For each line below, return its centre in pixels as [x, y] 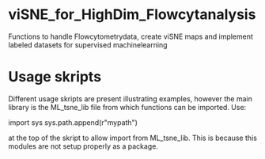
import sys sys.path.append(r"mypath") [73, 122]
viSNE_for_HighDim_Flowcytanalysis [132, 15]
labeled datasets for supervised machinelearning [88, 44]
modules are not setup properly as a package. [83, 146]
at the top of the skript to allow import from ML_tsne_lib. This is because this [132, 138]
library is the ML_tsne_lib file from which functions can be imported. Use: [127, 107]
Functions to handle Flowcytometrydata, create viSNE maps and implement [131, 36]
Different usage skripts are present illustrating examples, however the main [131, 98]
